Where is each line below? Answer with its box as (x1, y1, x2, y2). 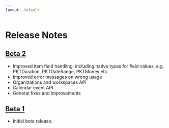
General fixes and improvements (12, 90, 81, 96)
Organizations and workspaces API (12, 79, 87, 85)
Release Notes (5, 29, 68, 41)
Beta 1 (5, 105, 25, 113)
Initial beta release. (12, 118, 52, 124)
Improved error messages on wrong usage (12, 74, 102, 80)
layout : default (5, 7, 40, 13)
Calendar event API (12, 84, 53, 90)
